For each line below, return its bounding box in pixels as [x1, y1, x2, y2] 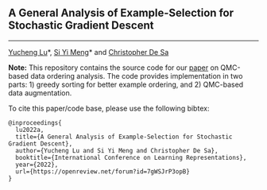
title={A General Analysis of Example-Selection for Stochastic [15, 133, 233, 141]
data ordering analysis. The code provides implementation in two [30, 71, 243, 80]
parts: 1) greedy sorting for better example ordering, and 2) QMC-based [8, 79, 244, 89]
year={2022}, [15, 161, 59, 169]
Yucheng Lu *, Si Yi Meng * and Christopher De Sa [8, 47, 169, 56]
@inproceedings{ [8, 118, 62, 126]
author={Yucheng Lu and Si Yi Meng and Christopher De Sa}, [15, 146, 219, 154]
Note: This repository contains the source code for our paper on [8, 63, 219, 72]
